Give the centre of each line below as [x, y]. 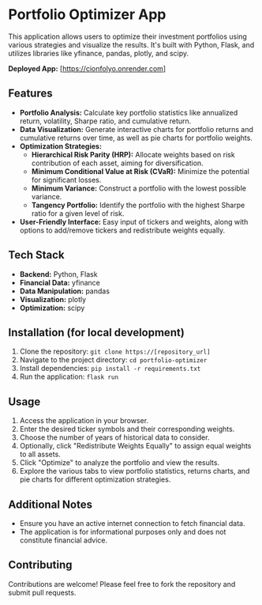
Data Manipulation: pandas [65, 291]
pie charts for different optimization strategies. [95, 479]
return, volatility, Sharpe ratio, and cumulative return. [105, 121]
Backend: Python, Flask [58, 274]
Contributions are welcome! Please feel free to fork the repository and [122, 584]
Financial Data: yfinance [60, 282]
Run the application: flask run [69, 376]
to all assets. [40, 454]
